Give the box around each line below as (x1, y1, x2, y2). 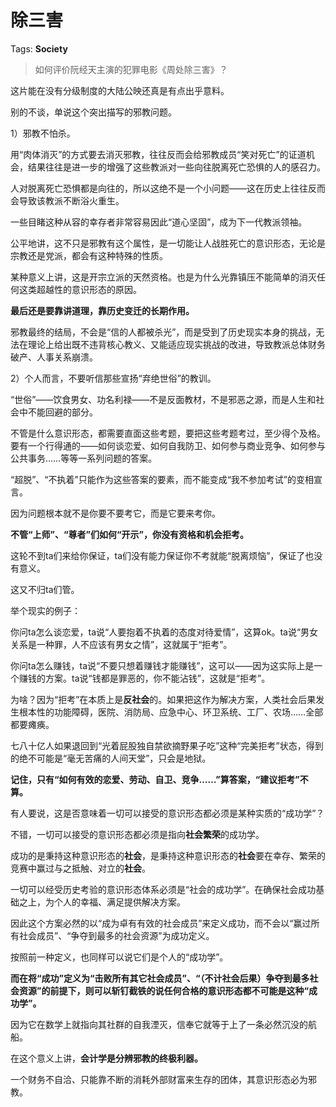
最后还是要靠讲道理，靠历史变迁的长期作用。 (10, 304, 195, 316)
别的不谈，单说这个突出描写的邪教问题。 (10, 106, 177, 118)
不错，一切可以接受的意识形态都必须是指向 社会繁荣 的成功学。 (10, 828, 265, 840)
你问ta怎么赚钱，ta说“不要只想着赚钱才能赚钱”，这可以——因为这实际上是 (10, 659, 315, 671)
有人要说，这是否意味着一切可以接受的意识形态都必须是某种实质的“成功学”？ (10, 807, 325, 819)
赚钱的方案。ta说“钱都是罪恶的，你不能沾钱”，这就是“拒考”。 (18, 672, 271, 684)
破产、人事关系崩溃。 (10, 351, 98, 363)
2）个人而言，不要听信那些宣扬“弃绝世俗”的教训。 (10, 372, 217, 384)
